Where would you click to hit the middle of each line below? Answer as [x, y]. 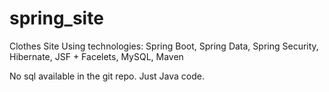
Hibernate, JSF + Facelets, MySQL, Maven [96, 56]
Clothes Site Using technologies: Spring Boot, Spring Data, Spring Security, [164, 46]
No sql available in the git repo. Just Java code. [107, 76]
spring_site [56, 18]
